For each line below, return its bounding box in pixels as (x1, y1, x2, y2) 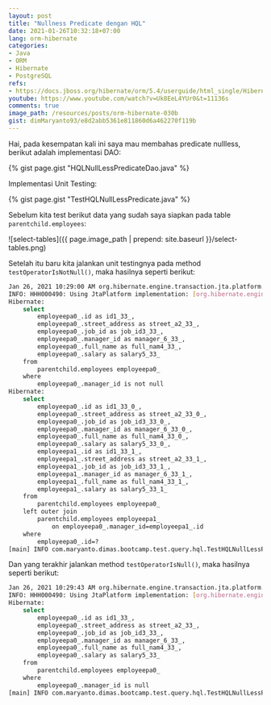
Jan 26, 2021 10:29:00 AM (8, 282, 95, 290)
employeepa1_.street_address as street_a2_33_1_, (37, 455, 207, 463)
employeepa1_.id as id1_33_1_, (37, 448, 143, 456)
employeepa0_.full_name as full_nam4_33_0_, (37, 432, 190, 440)
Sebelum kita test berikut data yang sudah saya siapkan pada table (8, 210, 231, 219)
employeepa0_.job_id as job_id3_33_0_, (37, 417, 172, 426)
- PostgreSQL (8, 72, 52, 80)
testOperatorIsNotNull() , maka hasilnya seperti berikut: (8, 267, 196, 277)
